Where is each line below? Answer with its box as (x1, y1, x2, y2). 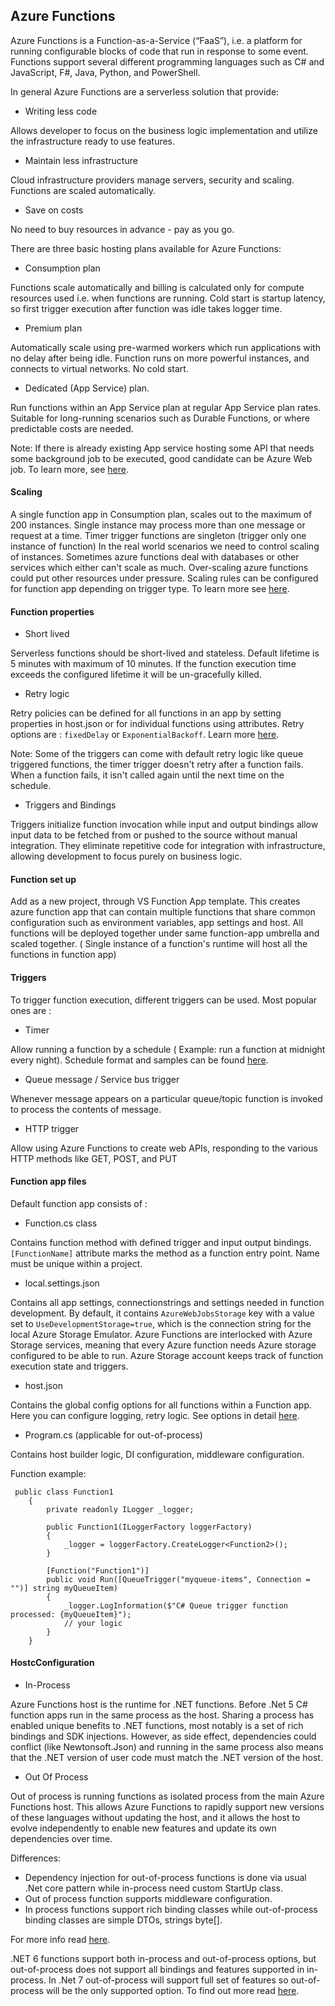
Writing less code (24, 105, 98, 117)
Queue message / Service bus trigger (24, 1073, 180, 1085)
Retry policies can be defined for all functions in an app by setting (10, 707, 282, 719)
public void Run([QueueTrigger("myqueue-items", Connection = (46, 1574, 311, 1584)
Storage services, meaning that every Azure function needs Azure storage (10, 1339, 317, 1351)
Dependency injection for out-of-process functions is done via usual (24, 1872, 307, 1884)
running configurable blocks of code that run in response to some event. (10, 45, 309, 57)
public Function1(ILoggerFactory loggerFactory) (46, 1522, 253, 1532)
